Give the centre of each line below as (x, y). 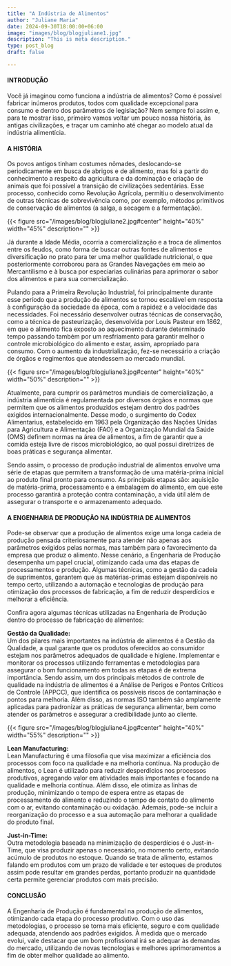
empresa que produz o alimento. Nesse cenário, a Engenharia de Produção (114, 555)
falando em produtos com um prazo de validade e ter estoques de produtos (114, 865)
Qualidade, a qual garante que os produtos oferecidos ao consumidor (106, 648)
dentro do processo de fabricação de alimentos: (76, 620)
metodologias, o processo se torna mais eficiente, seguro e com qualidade (113, 926)
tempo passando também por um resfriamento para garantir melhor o (106, 337)
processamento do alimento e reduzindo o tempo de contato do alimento (111, 800)
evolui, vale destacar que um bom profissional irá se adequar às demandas (114, 940)
